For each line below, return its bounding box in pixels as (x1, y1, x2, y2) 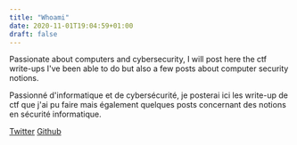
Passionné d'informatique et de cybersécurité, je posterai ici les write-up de (9, 90, 288, 101)
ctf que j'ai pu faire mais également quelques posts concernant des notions (9, 100, 287, 110)
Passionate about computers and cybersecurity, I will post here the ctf (9, 54, 268, 65)
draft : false (9, 29, 58, 38)
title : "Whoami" (9, 12, 70, 22)
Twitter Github (9, 126, 62, 137)
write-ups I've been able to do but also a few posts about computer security (9, 63, 289, 74)
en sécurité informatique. (9, 109, 102, 120)
